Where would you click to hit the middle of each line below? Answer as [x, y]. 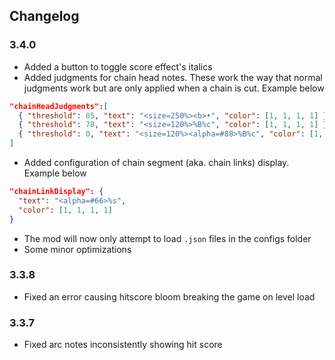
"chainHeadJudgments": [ [59, 106]
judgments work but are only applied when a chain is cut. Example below [174, 88]
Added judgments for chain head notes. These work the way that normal [173, 77]
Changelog [44, 16]
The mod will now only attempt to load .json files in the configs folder [167, 238]
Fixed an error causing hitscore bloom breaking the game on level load [169, 296]
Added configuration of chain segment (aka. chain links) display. [156, 163]
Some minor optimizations [77, 249]
